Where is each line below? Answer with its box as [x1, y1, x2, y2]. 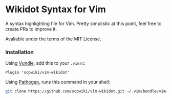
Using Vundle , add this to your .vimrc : [5, 60, 86, 66]
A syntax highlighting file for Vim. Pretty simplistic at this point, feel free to [5, 20, 162, 27]
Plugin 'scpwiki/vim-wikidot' [5, 70, 70, 75]
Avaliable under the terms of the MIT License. [5, 36, 101, 42]
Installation [5, 48, 34, 56]
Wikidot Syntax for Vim [5, 4, 106, 15]
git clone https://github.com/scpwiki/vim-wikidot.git [5, 89, 125, 94]
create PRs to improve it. [5, 26, 57, 32]
